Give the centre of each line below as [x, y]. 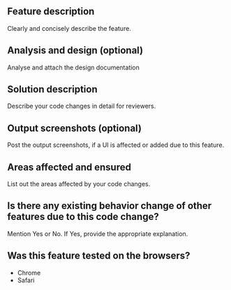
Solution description [52, 89]
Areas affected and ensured [69, 167]
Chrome [29, 272]
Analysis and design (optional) [75, 51]
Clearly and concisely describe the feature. [69, 28]
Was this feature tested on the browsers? [99, 256]
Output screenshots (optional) [74, 128]
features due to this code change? [83, 217]
